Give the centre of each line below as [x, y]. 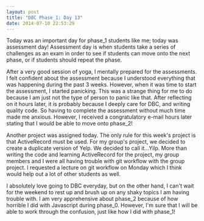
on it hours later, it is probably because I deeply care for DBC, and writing [98, 104]
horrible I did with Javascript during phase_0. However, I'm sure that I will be [102, 205]
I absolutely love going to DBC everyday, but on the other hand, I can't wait [100, 186]
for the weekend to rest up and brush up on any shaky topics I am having [98, 192]
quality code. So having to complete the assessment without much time [96, 111]
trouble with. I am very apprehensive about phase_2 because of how [92, 199]
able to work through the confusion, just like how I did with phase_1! [91, 212]
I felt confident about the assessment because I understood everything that [101, 78]
